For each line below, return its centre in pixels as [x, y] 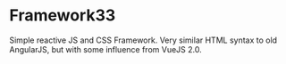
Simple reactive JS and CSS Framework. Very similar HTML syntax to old [143, 40]
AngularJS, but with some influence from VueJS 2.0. [106, 49]
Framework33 [63, 16]
